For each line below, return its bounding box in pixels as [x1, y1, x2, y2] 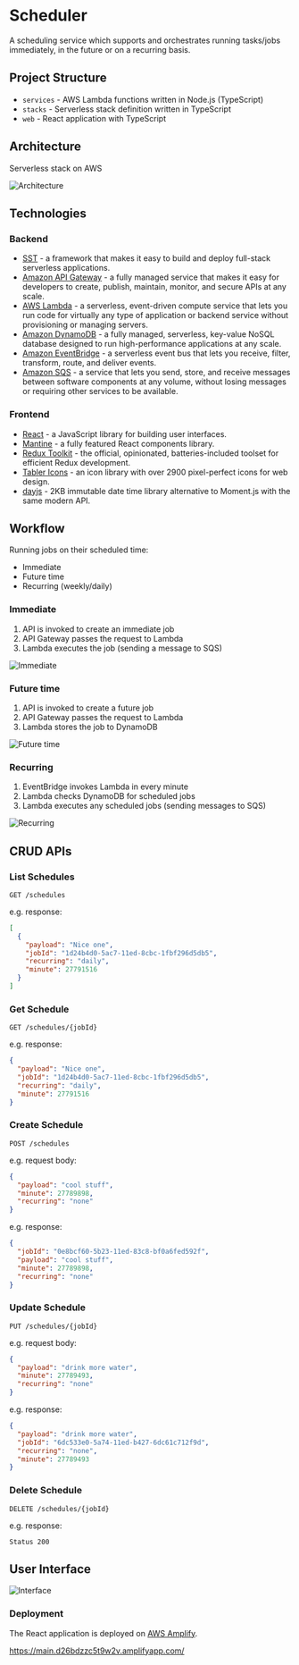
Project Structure [9, 71, 107, 86]
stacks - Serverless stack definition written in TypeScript [21, 104, 232, 114]
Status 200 [9, 1537, 50, 1546]
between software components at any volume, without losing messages [21, 376, 287, 387]
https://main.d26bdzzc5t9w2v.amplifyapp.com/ [9, 1645, 185, 1656]
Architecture [9, 139, 82, 155]
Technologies [9, 206, 87, 221]
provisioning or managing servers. [21, 319, 149, 331]
